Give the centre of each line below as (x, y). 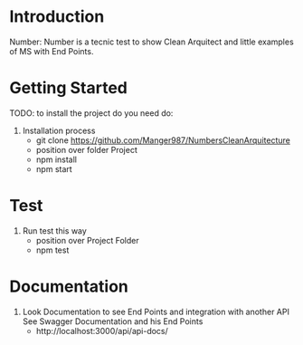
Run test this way (55, 230)
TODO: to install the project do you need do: (91, 113)
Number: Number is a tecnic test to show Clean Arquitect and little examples (151, 42)
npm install (56, 159)
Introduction (57, 17)
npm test (52, 250)
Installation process (59, 130)
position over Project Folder (87, 240)
